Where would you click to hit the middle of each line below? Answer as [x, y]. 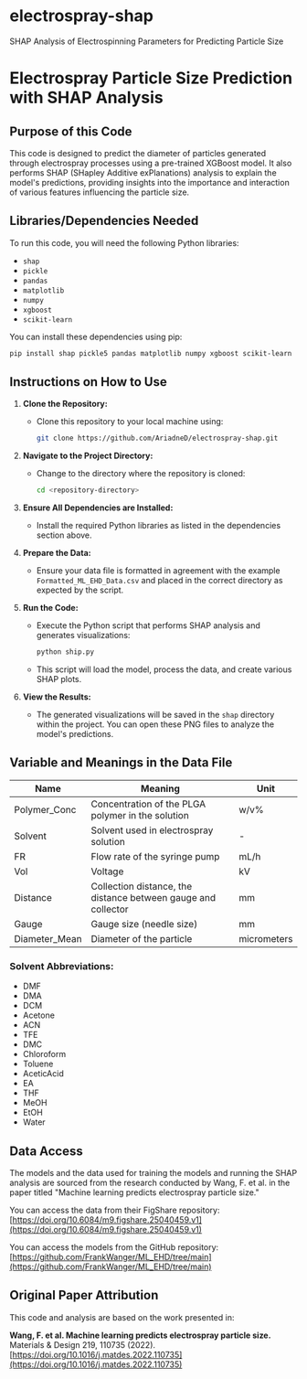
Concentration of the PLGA [148, 804]
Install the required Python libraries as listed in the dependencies [159, 526]
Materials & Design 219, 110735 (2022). [83, 1344]
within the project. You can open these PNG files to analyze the [155, 724]
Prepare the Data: [57, 553]
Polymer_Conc [45, 809]
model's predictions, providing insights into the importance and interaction [149, 182]
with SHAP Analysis [86, 98]
